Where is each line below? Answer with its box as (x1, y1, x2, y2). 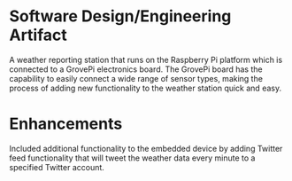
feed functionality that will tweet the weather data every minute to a (9, 153, 256, 163)
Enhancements (9, 114, 123, 134)
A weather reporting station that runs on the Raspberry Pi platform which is (9, 54, 283, 65)
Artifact (9, 25, 68, 45)
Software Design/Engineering (9, 6, 232, 27)
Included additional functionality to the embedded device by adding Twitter (9, 143, 283, 153)
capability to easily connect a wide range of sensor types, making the (9, 73, 264, 83)
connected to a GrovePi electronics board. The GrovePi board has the (9, 64, 263, 75)
